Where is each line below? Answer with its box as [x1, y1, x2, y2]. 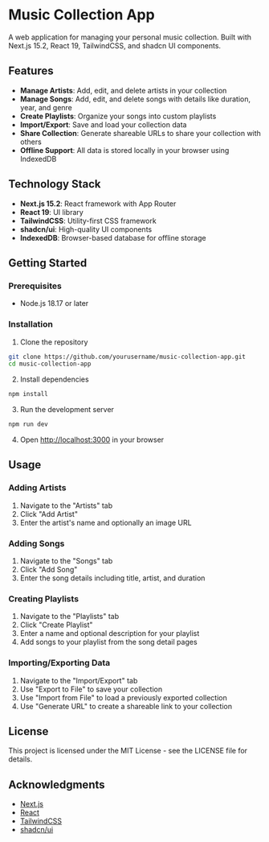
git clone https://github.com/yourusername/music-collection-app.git [8, 353, 247, 361]
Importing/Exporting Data [8, 658, 111, 669]
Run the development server [19, 405, 115, 415]
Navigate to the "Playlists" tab [19, 612, 119, 621]
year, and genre [19, 102, 72, 112]
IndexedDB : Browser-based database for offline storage [19, 233, 206, 242]
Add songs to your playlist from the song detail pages [19, 638, 198, 647]
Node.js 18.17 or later [19, 299, 89, 308]
